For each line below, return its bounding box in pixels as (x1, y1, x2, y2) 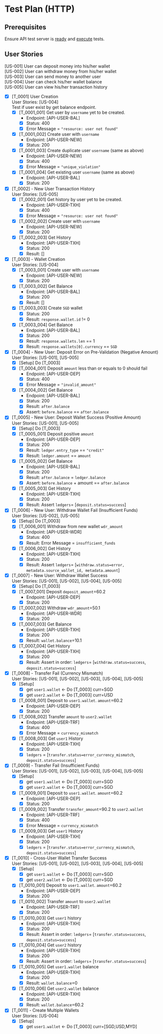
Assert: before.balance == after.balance (26, 409, 109, 415)
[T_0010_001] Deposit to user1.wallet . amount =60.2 (19, 883, 122, 888)
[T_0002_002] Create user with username (19, 218, 101, 224)
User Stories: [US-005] (11, 191, 59, 197)
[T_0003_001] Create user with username (19, 267, 100, 273)
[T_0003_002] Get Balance (19, 283, 73, 289)
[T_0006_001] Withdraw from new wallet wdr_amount (19, 524, 123, 530)
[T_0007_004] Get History (19, 643, 70, 649)
